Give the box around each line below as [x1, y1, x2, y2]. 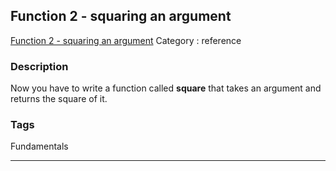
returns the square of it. [10, 93, 108, 105]
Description [10, 59, 69, 73]
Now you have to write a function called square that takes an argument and [10, 82, 322, 94]
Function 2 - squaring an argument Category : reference [10, 34, 242, 46]
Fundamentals [10, 140, 69, 153]
